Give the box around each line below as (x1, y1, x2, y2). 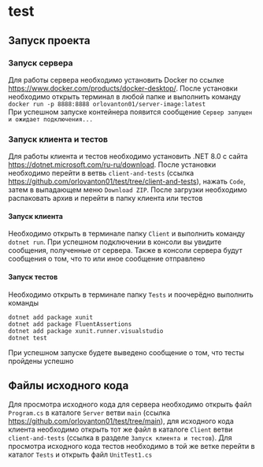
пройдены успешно (8, 356, 74, 365)
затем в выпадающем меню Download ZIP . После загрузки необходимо (8, 185, 248, 195)
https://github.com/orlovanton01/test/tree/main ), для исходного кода (8, 417, 234, 426)
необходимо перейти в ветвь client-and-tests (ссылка (8, 169, 194, 178)
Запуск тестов (8, 272, 58, 281)
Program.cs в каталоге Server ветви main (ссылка (8, 408, 171, 417)
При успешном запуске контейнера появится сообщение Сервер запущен (8, 107, 253, 117)
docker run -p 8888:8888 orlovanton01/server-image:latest (8, 100, 206, 108)
